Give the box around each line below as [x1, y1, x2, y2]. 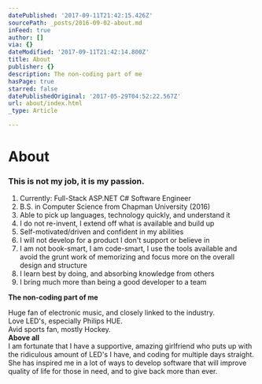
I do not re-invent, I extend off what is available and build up [19, 218, 215, 229]
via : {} [8, 41, 34, 49]
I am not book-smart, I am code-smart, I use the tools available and [19, 244, 238, 253]
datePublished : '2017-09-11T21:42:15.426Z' [8, 11, 153, 20]
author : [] [8, 33, 44, 42]
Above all [8, 333, 40, 343]
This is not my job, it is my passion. [8, 176, 145, 187]
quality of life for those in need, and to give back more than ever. [8, 367, 218, 376]
